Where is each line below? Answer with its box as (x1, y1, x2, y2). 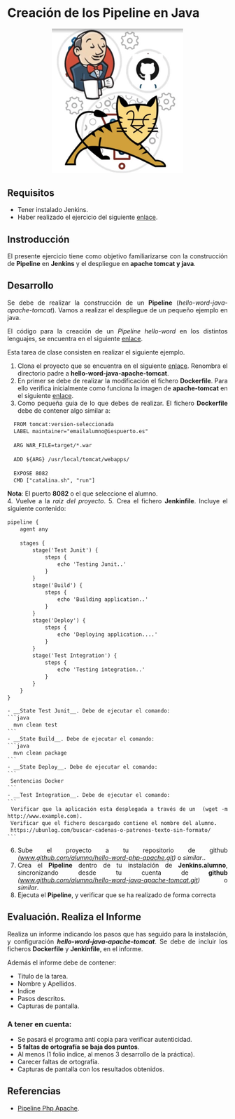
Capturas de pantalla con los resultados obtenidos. (17, 1065, 164, 1073)
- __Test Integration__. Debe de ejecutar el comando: (7, 791, 171, 798)
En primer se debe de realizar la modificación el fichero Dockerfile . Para (17, 376, 229, 385)
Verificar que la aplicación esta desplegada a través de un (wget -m (10, 805, 228, 812)
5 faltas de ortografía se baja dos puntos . (17, 1042, 140, 1051)
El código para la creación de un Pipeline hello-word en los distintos (7, 326, 228, 335)
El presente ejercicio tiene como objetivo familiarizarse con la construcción (7, 252, 228, 260)
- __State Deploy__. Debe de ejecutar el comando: (7, 763, 158, 770)
